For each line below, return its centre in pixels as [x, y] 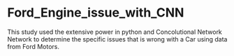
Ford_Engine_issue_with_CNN [96, 13]
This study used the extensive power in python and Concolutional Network [115, 32]
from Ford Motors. [34, 46]
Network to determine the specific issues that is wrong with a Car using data [117, 39]
